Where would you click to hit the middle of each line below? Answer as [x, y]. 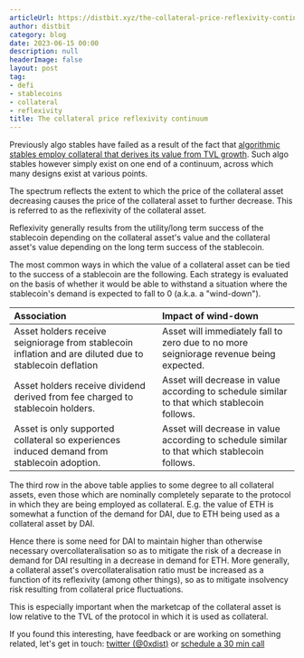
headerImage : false [46, 60]
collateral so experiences [67, 440]
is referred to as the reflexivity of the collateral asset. [108, 210]
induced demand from [61, 451]
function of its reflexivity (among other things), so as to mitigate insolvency [149, 580]
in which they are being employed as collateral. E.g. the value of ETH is [142, 505]
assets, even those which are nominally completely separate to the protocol [150, 495]
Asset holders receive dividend [80, 386]
